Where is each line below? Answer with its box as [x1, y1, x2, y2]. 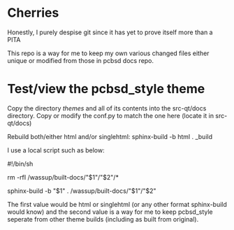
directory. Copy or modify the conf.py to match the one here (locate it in [7, 111, 214, 120]
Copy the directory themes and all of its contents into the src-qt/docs [7, 103, 207, 113]
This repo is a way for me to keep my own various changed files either [7, 49, 210, 57]
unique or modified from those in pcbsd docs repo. [7, 56, 154, 64]
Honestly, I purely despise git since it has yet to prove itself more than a [7, 28, 213, 36]
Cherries [7, 5, 59, 21]
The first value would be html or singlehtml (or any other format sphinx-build [7, 200, 227, 208]
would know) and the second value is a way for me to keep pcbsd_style [7, 208, 213, 216]
